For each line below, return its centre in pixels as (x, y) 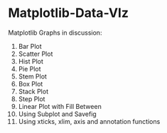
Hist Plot (31, 61)
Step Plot (32, 99)
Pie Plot (29, 69)
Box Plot (31, 83)
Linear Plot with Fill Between (60, 106)
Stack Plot (33, 91)
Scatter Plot (36, 54)
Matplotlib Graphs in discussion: (55, 33)
